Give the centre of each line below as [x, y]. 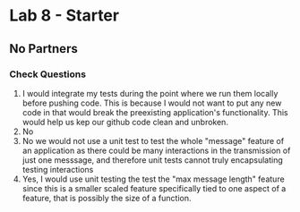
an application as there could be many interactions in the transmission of [156, 150]
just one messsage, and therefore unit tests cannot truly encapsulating [153, 160]
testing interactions [58, 169]
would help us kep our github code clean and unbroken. [125, 122]
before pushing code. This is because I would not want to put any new [152, 103]
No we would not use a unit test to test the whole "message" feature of [153, 140]
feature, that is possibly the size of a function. [107, 198]
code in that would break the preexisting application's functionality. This [155, 112]
